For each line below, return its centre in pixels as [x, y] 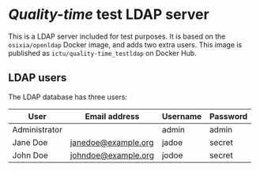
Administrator [38, 129]
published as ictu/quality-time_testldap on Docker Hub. [102, 53]
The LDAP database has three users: [68, 97]
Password [228, 116]
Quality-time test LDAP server [109, 15]
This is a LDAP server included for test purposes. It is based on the [117, 36]
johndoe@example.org [112, 155]
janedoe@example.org [112, 142]
